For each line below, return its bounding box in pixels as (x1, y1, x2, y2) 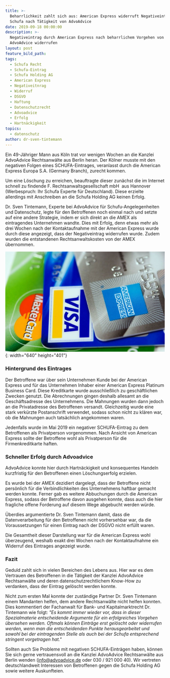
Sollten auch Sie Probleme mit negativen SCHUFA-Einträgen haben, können (5, 646, 163, 653)
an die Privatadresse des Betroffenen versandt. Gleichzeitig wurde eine (5, 404, 154, 410)
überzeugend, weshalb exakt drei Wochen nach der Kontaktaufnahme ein (5, 538, 158, 543)
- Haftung (10, 99, 30, 104)
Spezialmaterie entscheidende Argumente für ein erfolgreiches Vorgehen (5, 615, 158, 621)
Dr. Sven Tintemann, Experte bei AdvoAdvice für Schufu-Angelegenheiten (5, 203, 159, 209)
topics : (5, 126, 22, 132)
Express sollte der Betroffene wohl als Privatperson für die (5, 435, 127, 441)
